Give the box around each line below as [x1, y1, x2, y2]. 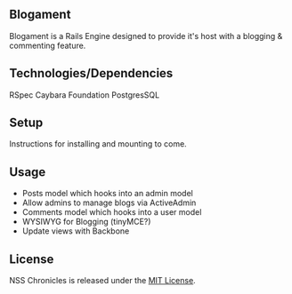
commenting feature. [9, 40, 86, 51]
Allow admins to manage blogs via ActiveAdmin [21, 197, 197, 208]
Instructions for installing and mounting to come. [9, 139, 187, 149]
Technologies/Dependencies [9, 66, 174, 81]
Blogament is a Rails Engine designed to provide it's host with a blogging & [9, 30, 283, 41]
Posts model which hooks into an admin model [21, 188, 193, 199]
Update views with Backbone [21, 226, 130, 236]
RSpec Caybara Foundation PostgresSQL [9, 89, 160, 100]
